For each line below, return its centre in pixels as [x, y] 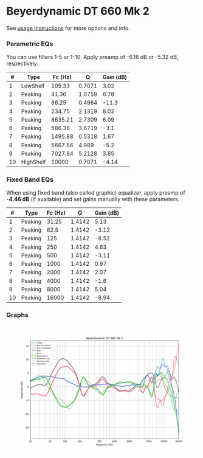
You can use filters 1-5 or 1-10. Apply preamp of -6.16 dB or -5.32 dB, [92, 57]
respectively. [22, 64]
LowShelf [33, 86]
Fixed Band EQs [30, 179]
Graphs [17, 315]
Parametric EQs [30, 44]
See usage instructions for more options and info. [68, 28]
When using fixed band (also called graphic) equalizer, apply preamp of [96, 193]
